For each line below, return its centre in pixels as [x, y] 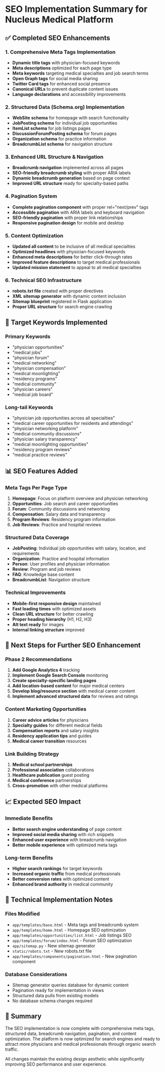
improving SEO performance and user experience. [56, 1064]
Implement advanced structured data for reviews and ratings [75, 697]
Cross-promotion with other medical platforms [60, 786]
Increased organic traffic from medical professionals [66, 874]
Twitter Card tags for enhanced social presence [61, 84]
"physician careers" [32, 389]
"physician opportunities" [38, 347]
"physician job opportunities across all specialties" [64, 418]
